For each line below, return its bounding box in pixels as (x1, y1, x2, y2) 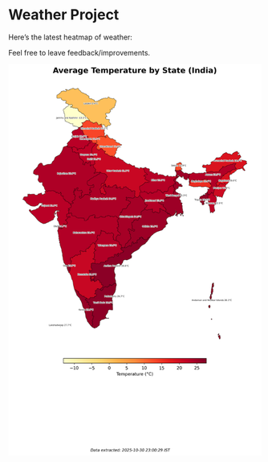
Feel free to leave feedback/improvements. (8, 47, 151, 57)
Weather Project (8, 6, 120, 24)
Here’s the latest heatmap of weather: (8, 32, 132, 42)
